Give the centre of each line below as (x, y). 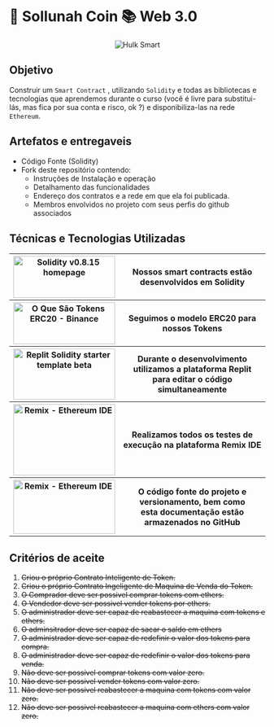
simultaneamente (192, 390)
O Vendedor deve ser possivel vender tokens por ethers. (115, 603)
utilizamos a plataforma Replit (192, 370)
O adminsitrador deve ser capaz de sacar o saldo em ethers (121, 629)
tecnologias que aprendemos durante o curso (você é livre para (116, 99)
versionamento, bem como (192, 502)
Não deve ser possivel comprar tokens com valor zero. (113, 672)
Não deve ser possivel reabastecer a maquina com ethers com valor (135, 707)
